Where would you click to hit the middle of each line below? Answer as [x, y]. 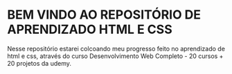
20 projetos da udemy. [39, 63]
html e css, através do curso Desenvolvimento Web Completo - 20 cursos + [115, 56]
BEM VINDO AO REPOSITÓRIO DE [104, 15]
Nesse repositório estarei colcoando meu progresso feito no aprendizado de [116, 48]
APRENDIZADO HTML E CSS [90, 29]
